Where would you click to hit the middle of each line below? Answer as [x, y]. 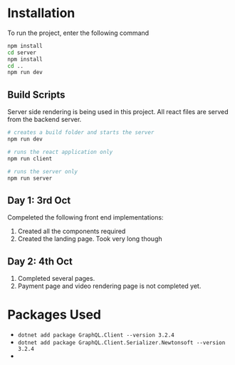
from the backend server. [45, 120]
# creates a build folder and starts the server [81, 133]
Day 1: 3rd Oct [39, 200]
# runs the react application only [60, 152]
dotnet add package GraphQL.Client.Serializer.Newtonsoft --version [121, 343]
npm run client [30, 158]
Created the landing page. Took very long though [90, 239]
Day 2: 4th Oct [40, 261]
